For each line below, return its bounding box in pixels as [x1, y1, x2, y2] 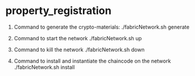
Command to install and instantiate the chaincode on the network [13, 57, 171, 64]
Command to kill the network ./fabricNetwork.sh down [13, 46, 145, 53]
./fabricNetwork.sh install [13, 63, 75, 71]
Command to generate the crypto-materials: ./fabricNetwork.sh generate [13, 23, 190, 30]
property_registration [5, 4, 112, 18]
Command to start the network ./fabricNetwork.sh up [13, 34, 142, 42]
